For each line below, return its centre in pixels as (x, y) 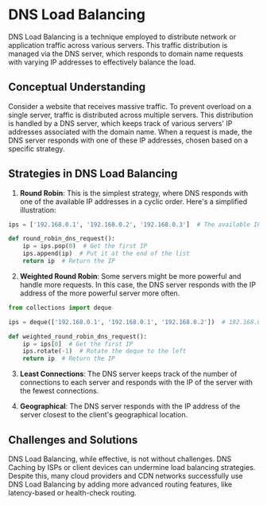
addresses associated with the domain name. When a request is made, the (130, 131)
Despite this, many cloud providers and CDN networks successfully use (126, 476)
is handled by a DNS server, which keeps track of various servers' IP (120, 123)
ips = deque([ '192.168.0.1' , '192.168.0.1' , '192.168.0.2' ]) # (117, 322)
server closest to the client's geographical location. (104, 415)
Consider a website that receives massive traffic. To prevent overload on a (130, 106)
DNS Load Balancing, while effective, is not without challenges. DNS (120, 459)
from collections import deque (60, 307)
